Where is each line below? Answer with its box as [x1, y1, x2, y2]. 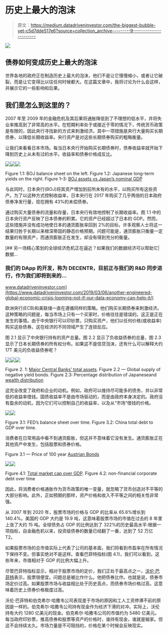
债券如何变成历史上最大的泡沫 [5, 58, 97, 67]
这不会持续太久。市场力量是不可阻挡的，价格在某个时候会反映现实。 [5, 622, 145, 628]
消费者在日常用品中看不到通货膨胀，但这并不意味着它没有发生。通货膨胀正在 [5, 435, 163, 441]
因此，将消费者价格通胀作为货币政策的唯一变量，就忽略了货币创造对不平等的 [5, 486, 163, 492]
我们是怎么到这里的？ [5, 101, 71, 110]
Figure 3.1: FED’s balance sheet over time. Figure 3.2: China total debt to [5, 419, 153, 425]
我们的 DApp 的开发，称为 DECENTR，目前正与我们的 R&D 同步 [5, 265, 157, 272]
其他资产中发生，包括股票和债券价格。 [5, 441, 84, 447]
